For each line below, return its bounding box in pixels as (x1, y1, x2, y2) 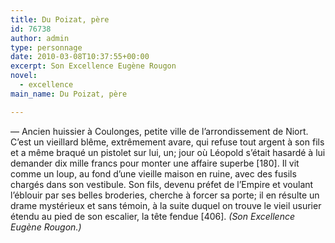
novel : (10, 71, 38, 81)
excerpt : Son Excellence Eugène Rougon (10, 61, 177, 71)
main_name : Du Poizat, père (10, 89, 128, 99)
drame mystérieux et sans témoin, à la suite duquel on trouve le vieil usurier (10, 199, 322, 211)
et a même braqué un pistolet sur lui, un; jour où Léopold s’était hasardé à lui (10, 146, 326, 158)
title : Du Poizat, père (10, 14, 110, 25)
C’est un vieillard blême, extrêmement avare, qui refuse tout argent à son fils (10, 136, 325, 148)
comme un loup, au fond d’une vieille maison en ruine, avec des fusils (10, 167, 297, 180)
